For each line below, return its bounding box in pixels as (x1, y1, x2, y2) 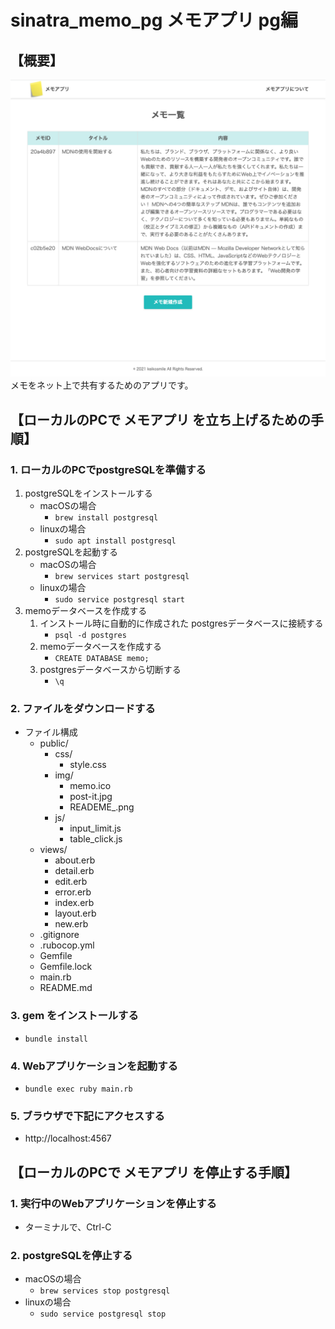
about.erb (54, 854, 96, 866)
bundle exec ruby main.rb (24, 1084, 133, 1095)
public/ (39, 737, 69, 750)
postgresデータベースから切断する (39, 664, 182, 676)
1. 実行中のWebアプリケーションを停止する (10, 1196, 217, 1210)
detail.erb (54, 865, 95, 877)
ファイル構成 (24, 726, 78, 738)
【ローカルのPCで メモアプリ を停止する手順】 (10, 1164, 298, 1181)
